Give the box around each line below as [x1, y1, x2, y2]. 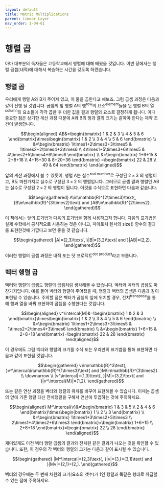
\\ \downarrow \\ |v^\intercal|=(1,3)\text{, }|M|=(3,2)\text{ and [21, 373, 144, 379]
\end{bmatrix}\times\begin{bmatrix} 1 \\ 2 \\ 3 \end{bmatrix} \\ [20, 409, 144, 415]
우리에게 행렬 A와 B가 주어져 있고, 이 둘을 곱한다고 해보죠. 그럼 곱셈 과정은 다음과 [5, 96, 160, 102]
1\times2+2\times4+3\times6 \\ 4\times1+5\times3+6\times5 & [20, 146, 145, 152]
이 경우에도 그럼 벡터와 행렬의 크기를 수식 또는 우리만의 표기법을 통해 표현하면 [5, 347, 153, 352]
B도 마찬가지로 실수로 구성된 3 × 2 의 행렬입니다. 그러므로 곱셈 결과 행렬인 [11, 178, 153, 184]
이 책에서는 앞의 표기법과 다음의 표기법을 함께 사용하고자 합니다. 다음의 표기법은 [5, 215, 157, 221]
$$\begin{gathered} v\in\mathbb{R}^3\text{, [38, 363, 127, 369]
